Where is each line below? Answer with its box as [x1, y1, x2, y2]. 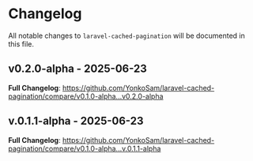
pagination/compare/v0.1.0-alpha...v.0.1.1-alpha [8, 144, 161, 153]
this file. [8, 39, 34, 48]
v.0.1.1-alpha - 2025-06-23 [8, 114, 144, 128]
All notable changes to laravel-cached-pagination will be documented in [8, 31, 245, 40]
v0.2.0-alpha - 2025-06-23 [8, 62, 148, 76]
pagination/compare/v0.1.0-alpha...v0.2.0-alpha [8, 92, 164, 101]
